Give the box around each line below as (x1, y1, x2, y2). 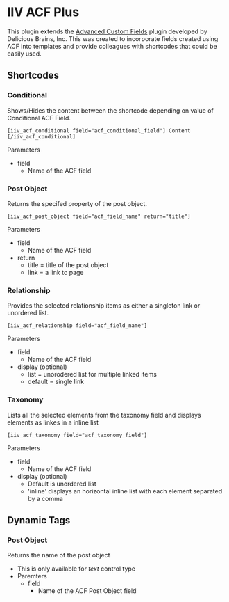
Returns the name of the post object (7, 551, 110, 560)
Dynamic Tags (7, 514, 71, 526)
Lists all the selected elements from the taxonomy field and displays (7, 411, 201, 419)
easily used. (7, 49, 42, 58)
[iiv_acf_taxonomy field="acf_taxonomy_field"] (7, 431, 148, 438)
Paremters (17, 572, 47, 580)
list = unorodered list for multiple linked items (27, 370, 158, 379)
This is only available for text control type (17, 564, 135, 573)
